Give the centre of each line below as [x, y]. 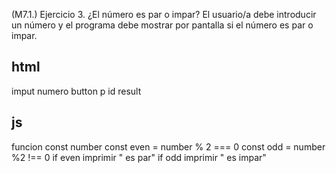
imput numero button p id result [76, 91]
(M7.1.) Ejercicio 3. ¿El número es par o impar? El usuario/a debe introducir [164, 14]
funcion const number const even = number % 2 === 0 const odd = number [168, 146]
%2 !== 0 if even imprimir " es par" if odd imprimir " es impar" [139, 157]
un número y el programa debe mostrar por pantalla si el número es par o [162, 25]
